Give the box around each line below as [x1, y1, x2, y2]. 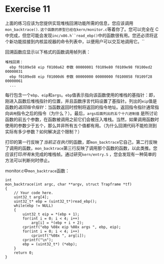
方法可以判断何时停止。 [5, 157, 52, 163]
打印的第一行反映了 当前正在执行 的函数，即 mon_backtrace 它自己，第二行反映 [5, 139, 158, 145]
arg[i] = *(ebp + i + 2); [31, 220, 84, 225]
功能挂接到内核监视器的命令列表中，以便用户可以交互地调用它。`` [13, 38, 145, 44]
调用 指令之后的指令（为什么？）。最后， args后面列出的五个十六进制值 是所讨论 [9, 110, 158, 116]
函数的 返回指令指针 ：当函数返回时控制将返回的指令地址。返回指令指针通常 [5, 104, 155, 110]
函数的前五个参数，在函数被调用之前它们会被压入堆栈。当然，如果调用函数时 [5, 116, 159, 122]
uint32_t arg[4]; [14, 195, 49, 199]
